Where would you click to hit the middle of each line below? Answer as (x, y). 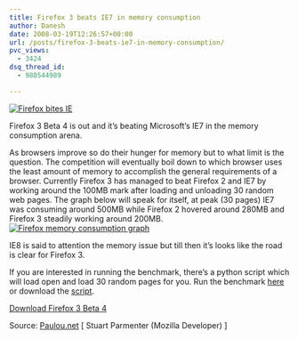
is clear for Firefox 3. (47, 254)
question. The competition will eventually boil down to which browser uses (146, 162)
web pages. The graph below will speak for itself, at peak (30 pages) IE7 (142, 199)
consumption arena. (46, 135)
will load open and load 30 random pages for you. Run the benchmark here (147, 281)
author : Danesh (37, 26)
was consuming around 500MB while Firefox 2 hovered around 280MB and (147, 209)
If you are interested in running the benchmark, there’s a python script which (149, 271)
